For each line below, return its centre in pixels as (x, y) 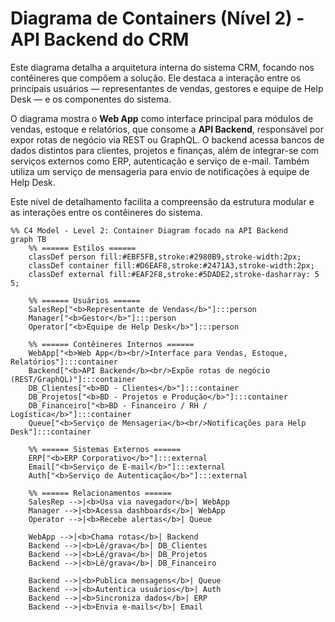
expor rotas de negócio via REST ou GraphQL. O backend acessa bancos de (167, 139)
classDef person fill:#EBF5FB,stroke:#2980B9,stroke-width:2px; (165, 257)
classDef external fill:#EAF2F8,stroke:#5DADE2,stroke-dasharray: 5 (174, 274)
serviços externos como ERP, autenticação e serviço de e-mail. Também (160, 161)
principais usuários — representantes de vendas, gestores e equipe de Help (167, 88)
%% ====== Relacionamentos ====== (100, 493)
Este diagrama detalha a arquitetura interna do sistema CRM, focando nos (162, 67)
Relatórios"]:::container (64, 362)
